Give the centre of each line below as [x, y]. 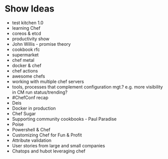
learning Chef [26, 28]
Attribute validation [32, 140]
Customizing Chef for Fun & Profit [47, 135]
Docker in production [34, 108]
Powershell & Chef [31, 129]
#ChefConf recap [30, 97]
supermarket [25, 55]
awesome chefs [28, 76]
